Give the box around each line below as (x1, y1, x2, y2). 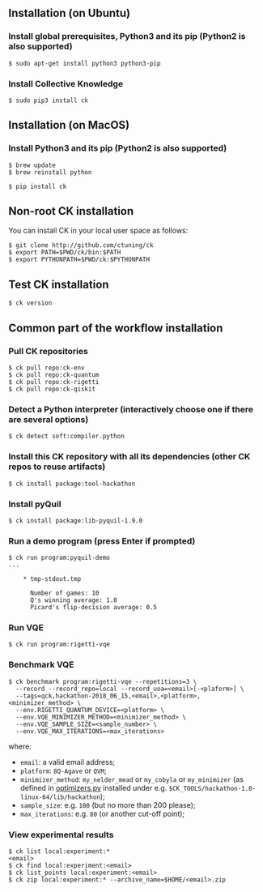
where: (8, 741, 32, 751)
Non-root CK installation (8, 204, 134, 218)
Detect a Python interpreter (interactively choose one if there (8, 403, 253, 415)
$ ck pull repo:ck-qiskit (8, 385, 95, 393)
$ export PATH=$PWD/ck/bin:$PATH (8, 249, 121, 257)
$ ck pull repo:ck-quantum (8, 370, 100, 379)
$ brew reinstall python (8, 168, 92, 177)
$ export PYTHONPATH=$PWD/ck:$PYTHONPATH (8, 255, 151, 264)
